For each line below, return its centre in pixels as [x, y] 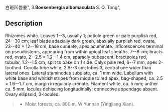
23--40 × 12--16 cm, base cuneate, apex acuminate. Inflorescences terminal [84, 46]
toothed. [14, 67]
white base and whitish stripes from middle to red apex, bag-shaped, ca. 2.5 [84, 78]
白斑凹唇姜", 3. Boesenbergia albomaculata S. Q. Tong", [63, 7]
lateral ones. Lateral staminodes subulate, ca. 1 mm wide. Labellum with [79, 73]
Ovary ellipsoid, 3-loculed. [33, 94]
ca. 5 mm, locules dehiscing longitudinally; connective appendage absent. [82, 89]
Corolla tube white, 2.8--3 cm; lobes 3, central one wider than [87, 67]
